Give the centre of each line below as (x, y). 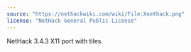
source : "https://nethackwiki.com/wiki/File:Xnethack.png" (96, 14)
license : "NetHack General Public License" (72, 21)
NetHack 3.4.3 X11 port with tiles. (55, 41)
